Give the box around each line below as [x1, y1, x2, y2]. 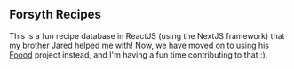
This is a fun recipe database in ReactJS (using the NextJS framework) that [9, 30, 285, 41]
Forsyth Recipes [9, 7, 102, 22]
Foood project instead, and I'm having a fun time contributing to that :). [9, 49, 268, 60]
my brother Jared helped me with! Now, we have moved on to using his [9, 40, 269, 50]
